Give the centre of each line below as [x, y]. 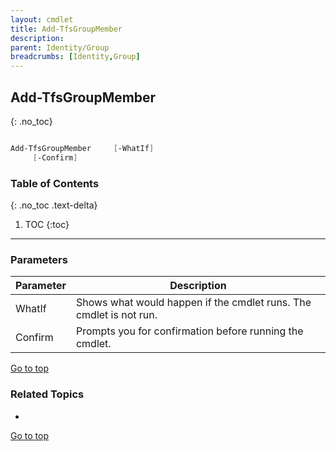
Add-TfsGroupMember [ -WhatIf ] [82, 148]
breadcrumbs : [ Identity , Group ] [75, 57]
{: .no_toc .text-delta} [54, 205]
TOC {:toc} [47, 224]
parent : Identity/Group [60, 47]
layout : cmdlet [42, 19]
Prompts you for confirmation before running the [189, 331]
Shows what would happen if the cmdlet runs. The [193, 303]
